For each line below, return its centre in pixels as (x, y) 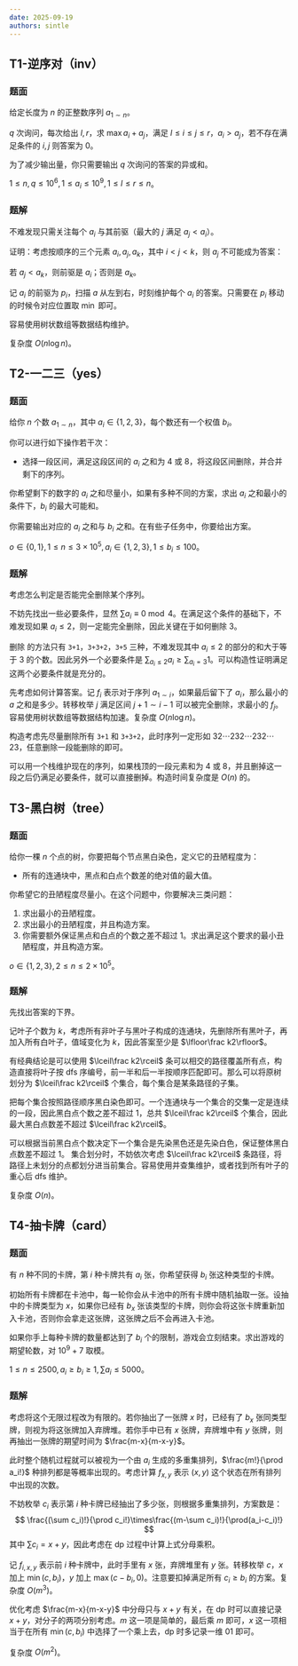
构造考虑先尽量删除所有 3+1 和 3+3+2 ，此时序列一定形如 (110, 736)
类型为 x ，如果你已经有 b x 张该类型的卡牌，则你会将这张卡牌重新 (158, 1307)
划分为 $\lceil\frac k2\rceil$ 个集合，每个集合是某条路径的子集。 (126, 1083)
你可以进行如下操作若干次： (60, 443)
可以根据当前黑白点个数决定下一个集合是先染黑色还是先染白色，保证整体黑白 (149, 1143)
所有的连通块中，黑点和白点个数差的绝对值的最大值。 (119, 875)
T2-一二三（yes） (59, 374)
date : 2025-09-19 (41, 17)
